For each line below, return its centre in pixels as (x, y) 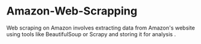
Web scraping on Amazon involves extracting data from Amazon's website (101, 28)
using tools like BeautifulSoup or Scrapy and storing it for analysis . (91, 34)
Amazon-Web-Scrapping (72, 11)
